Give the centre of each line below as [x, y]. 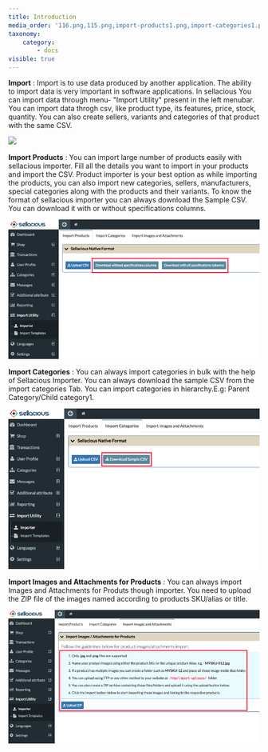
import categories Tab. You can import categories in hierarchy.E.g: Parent [129, 389]
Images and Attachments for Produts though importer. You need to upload [130, 590]
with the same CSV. [40, 125]
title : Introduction [43, 17]
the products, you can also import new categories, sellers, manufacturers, [130, 183]
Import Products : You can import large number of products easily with [125, 157]
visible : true [32, 59]
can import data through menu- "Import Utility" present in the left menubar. [132, 100]
